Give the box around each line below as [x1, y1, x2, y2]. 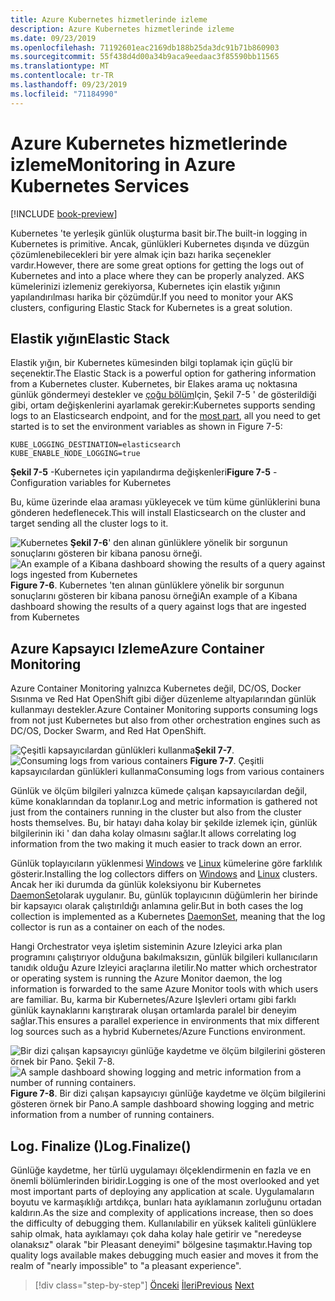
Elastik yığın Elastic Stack [10, 330, 170, 347]
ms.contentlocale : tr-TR [10, 71, 114, 81]
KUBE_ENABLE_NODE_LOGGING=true [10, 449, 141, 459]
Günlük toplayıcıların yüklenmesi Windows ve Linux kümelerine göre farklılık [10, 857, 323, 870]
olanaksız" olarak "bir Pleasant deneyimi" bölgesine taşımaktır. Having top [10, 1239, 313, 1250]
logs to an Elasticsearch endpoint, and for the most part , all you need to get [10, 410, 321, 422]
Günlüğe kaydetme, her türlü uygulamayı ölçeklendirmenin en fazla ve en [10, 1164, 312, 1176]
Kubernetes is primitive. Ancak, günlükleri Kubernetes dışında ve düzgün [10, 237, 310, 250]
